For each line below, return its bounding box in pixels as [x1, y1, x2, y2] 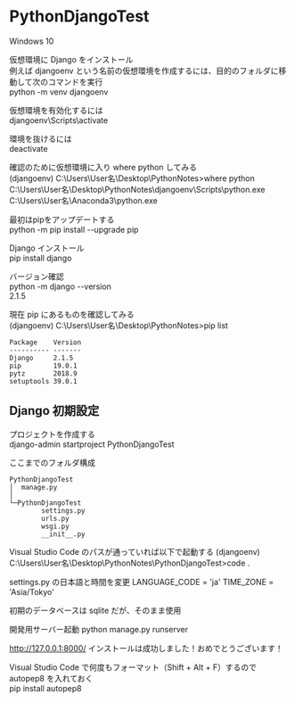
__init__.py [41, 529, 86, 539]
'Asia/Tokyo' [9, 586, 55, 597]
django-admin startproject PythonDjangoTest [9, 439, 175, 450]
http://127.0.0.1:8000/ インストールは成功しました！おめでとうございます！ [9, 642, 283, 653]
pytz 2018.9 [9, 368, 78, 378]
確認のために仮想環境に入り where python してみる [9, 161, 198, 172]
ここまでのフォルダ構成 [9, 457, 95, 467]
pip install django [9, 252, 72, 263]
